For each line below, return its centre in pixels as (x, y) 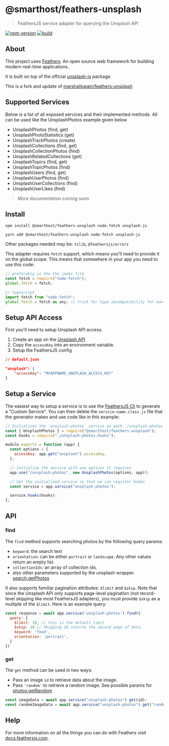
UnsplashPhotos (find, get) (40, 129)
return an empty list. (33, 562)
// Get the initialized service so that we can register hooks (77, 481)
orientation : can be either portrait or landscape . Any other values (82, 556)
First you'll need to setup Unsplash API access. (54, 330)
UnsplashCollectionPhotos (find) (46, 151)
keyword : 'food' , (32, 632)
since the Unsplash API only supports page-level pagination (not (72, 593)
